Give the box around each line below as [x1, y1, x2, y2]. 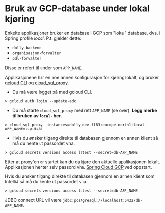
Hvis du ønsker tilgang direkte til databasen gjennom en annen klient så [12, 135, 158, 141]
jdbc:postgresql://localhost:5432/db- [62, 198, 143, 203]
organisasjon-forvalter [12, 50, 62, 56]
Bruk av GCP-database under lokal [5, 3, 150, 14]
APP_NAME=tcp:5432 [5, 127, 43, 131]
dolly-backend [12, 45, 41, 50]
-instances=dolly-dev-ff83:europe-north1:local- [44, 122, 147, 127]
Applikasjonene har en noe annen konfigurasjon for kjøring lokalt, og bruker [5, 74, 159, 80]
